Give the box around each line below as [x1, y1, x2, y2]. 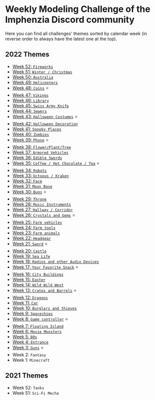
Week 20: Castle [12, 248, 47, 254]
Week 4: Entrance [12, 339, 49, 345]
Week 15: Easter [12, 276, 46, 282]
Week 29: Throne [12, 196, 47, 202]
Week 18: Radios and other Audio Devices [12, 258, 99, 264]
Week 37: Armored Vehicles [12, 149, 69, 155]
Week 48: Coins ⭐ [12, 85, 49, 91]
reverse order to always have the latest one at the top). [5, 36, 118, 42]
